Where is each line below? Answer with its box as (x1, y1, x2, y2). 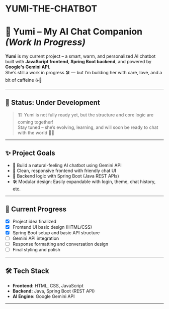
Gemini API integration (12, 235, 59, 241)
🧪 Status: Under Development (5, 98, 100, 107)
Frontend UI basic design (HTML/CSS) (12, 224, 92, 230)
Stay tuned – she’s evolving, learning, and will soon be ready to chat (17, 124, 158, 130)
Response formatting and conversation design (12, 241, 109, 247)
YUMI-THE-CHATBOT (5, 3, 98, 15)
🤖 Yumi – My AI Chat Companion (5, 26, 142, 38)
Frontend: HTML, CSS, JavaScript (12, 282, 84, 288)
